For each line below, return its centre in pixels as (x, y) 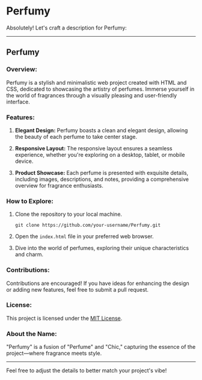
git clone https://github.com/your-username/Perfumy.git (88, 225)
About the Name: (32, 334)
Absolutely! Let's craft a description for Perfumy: (67, 28)
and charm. (29, 254)
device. (24, 161)
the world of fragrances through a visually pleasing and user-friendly (92, 95)
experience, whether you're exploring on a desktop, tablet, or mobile (100, 155)
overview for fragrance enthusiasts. (59, 185)
